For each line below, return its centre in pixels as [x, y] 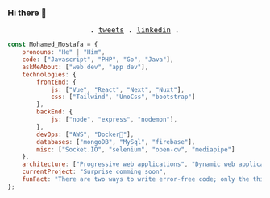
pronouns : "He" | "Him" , [64, 52]
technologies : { [50, 74]
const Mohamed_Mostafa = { [53, 45]
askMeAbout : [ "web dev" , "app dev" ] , [85, 67]
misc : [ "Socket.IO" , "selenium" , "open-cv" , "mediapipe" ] [136, 149]
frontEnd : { [57, 82]
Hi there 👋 [27, 13]
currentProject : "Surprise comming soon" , [94, 172]
